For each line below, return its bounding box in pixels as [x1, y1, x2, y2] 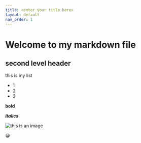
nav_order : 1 [5, 17, 33, 22]
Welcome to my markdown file [5, 39, 136, 50]
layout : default [5, 12, 40, 17]
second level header [5, 59, 71, 68]
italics [5, 113, 19, 119]
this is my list [5, 72, 32, 79]
